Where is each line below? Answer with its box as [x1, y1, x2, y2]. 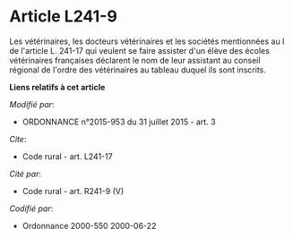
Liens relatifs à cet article [9, 81, 106, 92]
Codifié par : [9, 203, 54, 214]
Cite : [9, 133, 27, 144]
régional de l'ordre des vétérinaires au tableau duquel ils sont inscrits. [9, 64, 267, 75]
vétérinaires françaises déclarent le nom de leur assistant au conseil [9, 55, 261, 65]
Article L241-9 [9, 6, 118, 27]
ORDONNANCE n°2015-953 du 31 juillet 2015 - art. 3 [22, 116, 217, 127]
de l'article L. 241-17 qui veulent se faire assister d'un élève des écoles [9, 45, 271, 55]
